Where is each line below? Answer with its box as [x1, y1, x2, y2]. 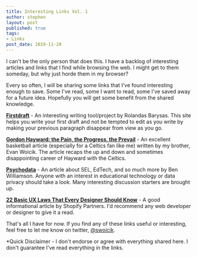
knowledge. [6, 100, 35, 107]
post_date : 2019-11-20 [6, 42, 62, 48]
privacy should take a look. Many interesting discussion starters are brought [6, 178, 191, 186]
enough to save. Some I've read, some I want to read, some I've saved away [6, 88, 191, 95]
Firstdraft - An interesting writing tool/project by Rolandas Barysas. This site [6, 111, 191, 118]
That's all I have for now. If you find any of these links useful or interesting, [6, 220, 187, 227]
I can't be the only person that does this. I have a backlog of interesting [6, 57, 179, 65]
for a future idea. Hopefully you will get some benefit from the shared [6, 94, 174, 101]
